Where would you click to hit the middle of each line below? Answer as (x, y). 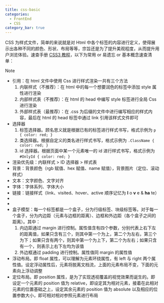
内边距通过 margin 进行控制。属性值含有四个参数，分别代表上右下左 (88, 228)
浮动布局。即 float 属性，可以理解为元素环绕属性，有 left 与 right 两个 (82, 259)
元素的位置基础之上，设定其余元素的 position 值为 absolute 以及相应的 (83, 289)
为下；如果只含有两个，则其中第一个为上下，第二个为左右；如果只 (86, 240)
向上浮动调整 (29, 271)
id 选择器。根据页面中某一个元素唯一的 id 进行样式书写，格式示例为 (87, 151)
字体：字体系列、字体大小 (38, 187)
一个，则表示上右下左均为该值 (54, 247)
